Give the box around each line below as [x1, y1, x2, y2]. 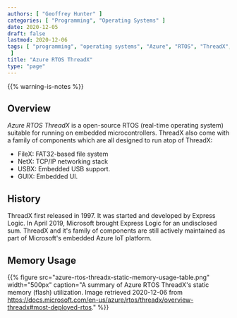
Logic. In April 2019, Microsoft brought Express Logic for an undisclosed [7, 219, 217, 228]
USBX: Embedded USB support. [17, 165, 111, 173]
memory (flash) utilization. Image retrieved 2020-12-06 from [7, 288, 183, 297]
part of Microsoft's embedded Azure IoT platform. [7, 234, 152, 243]
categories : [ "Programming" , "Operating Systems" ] [7, 17, 166, 24]
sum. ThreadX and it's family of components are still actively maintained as [7, 226, 226, 235]
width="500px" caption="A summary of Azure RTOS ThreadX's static [7, 281, 209, 289]
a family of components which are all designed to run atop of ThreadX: [7, 136, 213, 145]
